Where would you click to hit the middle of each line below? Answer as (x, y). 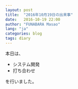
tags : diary (18, 39)
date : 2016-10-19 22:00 (33, 19)
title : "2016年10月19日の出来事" (39, 15)
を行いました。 (21, 81)
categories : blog (24, 34)
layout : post (19, 10)
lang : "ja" (17, 29)
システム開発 (26, 64)
